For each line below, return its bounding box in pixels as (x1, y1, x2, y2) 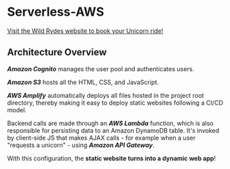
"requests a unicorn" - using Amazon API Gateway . (7, 141, 154, 149)
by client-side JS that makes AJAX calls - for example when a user (7, 133, 196, 142)
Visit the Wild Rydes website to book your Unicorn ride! (7, 27, 163, 35)
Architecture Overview (7, 47, 107, 58)
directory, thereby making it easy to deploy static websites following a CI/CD (7, 99, 224, 107)
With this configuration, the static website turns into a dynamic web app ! (7, 154, 216, 162)
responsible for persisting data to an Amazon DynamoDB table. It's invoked (7, 126, 220, 134)
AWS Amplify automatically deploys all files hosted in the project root (7, 91, 205, 99)
